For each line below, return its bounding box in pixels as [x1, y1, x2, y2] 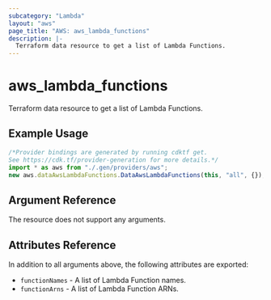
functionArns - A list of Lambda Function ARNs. [19, 284, 180, 294]
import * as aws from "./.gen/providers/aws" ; [8, 163, 168, 171]
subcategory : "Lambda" [8, 11, 85, 20]
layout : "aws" [8, 19, 57, 27]
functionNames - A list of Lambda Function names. [19, 276, 186, 285]
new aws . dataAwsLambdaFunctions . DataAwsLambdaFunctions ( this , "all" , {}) [8, 171, 263, 179]
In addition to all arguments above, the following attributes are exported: [8, 260, 249, 269]
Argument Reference [8, 193, 116, 207]
